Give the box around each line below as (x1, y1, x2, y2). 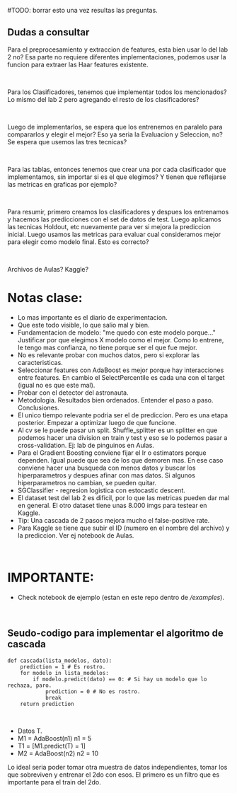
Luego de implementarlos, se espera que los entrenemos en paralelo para (7, 122, 223, 131)
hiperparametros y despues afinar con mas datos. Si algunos (17, 470, 196, 480)
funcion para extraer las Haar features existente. (7, 60, 149, 69)
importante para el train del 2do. (7, 777, 101, 786)
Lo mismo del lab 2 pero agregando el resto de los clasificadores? (7, 95, 200, 103)
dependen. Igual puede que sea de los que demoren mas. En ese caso (17, 456, 224, 464)
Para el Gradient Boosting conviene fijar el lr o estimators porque (17, 448, 207, 457)
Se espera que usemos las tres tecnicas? (7, 137, 127, 146)
